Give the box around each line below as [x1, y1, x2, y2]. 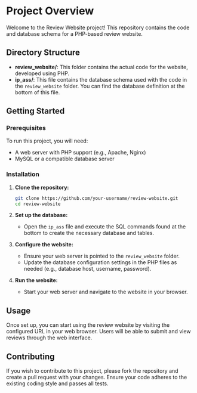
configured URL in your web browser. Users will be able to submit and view [6, 328, 191, 335]
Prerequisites [6, 124, 46, 132]
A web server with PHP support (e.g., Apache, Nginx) [14, 149, 146, 156]
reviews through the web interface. [6, 334, 93, 341]
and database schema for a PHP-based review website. [6, 30, 143, 37]
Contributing [6, 351, 55, 361]
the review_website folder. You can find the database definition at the [14, 82, 185, 89]
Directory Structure [6, 48, 81, 58]
